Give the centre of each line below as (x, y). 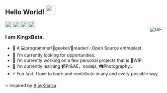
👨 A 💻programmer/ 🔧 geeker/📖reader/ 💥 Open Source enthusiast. (77, 48)
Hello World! (25, 12)
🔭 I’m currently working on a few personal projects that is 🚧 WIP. (78, 60)
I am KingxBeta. (25, 37)
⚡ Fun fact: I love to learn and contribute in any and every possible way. (85, 74)
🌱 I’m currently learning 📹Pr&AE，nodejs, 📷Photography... (73, 66)
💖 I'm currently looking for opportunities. (54, 55)
